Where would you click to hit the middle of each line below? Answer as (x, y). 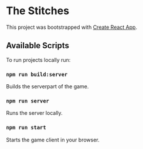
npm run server (28, 101)
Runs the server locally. (34, 113)
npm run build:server (37, 74)
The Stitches (38, 11)
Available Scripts (38, 46)
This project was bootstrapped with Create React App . (72, 27)
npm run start (26, 128)
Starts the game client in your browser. (53, 140)
